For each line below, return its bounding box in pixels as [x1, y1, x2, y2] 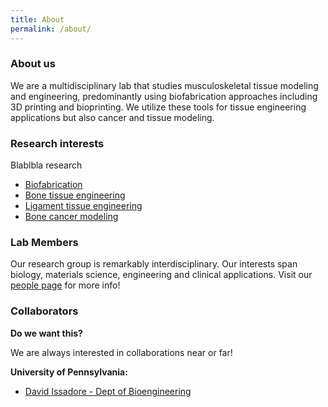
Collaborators [10, 304, 79, 318]
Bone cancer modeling [24, 211, 119, 223]
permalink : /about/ [10, 24, 92, 34]
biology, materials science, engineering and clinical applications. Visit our [10, 269, 313, 281]
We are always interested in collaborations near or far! [10, 346, 233, 358]
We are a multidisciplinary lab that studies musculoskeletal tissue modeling [10, 79, 319, 91]
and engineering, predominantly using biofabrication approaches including [10, 90, 318, 102]
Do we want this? [10, 327, 83, 339]
